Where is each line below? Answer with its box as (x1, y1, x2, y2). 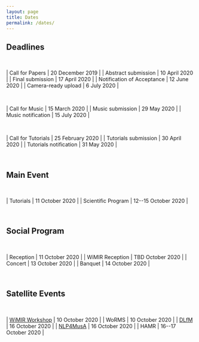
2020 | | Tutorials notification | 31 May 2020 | (6, 141, 118, 148)
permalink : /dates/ (6, 20, 55, 26)
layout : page (6, 8, 39, 15)
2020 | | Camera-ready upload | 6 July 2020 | (6, 82, 119, 90)
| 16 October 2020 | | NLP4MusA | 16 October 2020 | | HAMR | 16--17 (6, 322, 176, 329)
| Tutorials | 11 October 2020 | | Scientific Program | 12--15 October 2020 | (6, 198, 188, 204)
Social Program (6, 226, 65, 236)
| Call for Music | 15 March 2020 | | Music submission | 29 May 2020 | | (6, 105, 181, 112)
